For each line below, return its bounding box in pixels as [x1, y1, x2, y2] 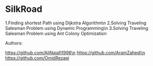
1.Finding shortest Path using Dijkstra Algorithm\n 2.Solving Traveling [5, 20, 147, 26]
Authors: [5, 40, 23, 46]
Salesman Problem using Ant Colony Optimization [5, 30, 107, 36]
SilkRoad [5, 3, 43, 15]
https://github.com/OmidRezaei [5, 55, 70, 61]
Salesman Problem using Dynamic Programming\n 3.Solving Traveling [5, 25, 149, 31]
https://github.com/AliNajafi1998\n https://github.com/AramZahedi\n [5, 50, 146, 56]
